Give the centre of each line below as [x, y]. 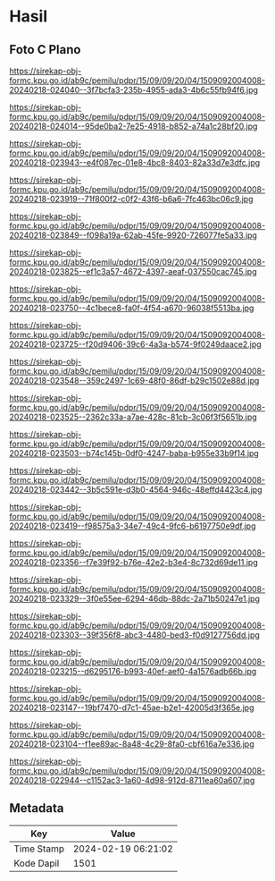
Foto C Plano [45, 50]
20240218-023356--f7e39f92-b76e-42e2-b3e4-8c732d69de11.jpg [134, 562]
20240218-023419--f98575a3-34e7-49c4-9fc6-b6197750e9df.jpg [133, 526]
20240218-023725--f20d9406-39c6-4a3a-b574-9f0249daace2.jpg [135, 344]
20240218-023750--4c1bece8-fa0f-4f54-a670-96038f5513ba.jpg [132, 308]
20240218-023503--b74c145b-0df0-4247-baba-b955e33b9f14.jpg [134, 453]
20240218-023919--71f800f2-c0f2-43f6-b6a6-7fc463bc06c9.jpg [131, 199]
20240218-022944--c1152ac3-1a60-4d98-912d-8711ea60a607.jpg [132, 780]
